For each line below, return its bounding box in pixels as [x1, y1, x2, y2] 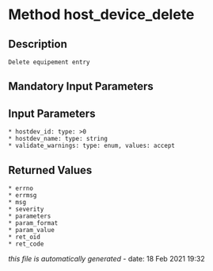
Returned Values [8, 163, 93, 176]
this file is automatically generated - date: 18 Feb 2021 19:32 [8, 254, 206, 264]
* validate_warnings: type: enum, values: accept [8, 141, 176, 150]
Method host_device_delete [8, 6, 195, 24]
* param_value [8, 226, 55, 234]
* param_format [8, 219, 59, 227]
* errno [8, 184, 34, 192]
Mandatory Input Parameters [8, 79, 154, 93]
